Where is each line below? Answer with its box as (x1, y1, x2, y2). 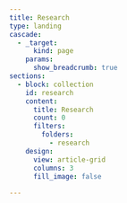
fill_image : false (32, 172, 102, 181)
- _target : (17, 38, 58, 48)
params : (25, 55, 54, 64)
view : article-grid (32, 154, 106, 164)
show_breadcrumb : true (32, 64, 118, 73)
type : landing (9, 22, 63, 31)
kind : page (32, 47, 74, 56)
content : (25, 96, 58, 106)
